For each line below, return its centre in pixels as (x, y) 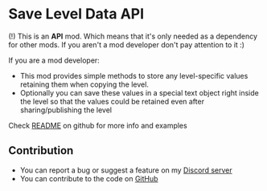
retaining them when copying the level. (84, 84)
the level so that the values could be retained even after (112, 101)
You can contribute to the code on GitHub (89, 178)
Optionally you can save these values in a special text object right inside (139, 92)
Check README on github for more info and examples (98, 125)
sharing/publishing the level (66, 110)
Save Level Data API (76, 14)
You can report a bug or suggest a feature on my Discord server (126, 170)
